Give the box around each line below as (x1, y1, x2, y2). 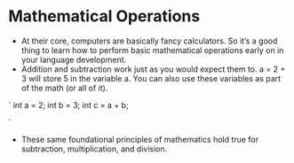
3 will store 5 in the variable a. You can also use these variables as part (20, 73, 282, 83)
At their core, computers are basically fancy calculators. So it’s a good (20, 35, 278, 46)
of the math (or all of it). (20, 82, 108, 93)
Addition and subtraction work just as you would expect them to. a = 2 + (20, 64, 286, 74)
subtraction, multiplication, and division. (20, 144, 168, 154)
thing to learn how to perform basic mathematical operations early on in (20, 44, 284, 55)
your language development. (20, 54, 127, 65)
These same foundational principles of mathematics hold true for (20, 134, 259, 144)
